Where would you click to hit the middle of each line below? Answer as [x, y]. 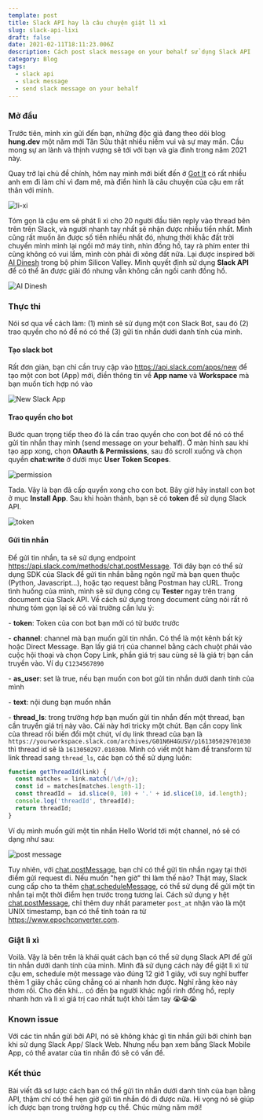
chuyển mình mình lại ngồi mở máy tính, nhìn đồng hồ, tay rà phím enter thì [129, 245]
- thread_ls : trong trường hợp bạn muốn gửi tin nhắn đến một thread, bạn [127, 717]
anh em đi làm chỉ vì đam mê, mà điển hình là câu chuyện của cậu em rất [126, 182]
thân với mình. [31, 190]
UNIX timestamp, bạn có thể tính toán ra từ [77, 911]
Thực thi [25, 306]
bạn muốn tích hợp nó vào [50, 384]
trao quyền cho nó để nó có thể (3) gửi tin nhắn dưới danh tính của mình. [125, 332]
